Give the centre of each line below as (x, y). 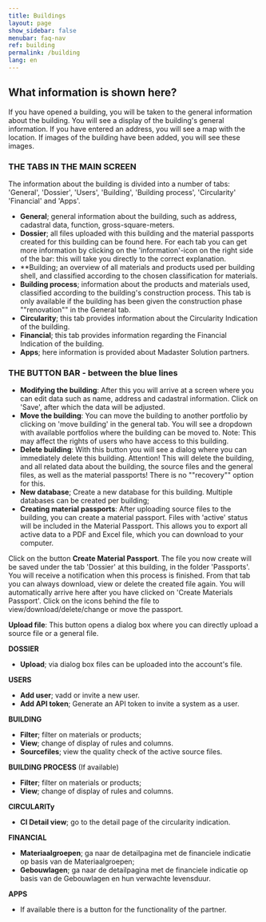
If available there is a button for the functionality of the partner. (123, 910)
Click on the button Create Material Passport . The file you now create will (130, 558)
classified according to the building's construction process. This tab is (135, 292)
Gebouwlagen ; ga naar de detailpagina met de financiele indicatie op (134, 870)
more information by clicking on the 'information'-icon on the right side (137, 250)
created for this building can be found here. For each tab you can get (133, 241)
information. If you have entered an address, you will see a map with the (127, 129)
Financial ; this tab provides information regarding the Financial (123, 335)
